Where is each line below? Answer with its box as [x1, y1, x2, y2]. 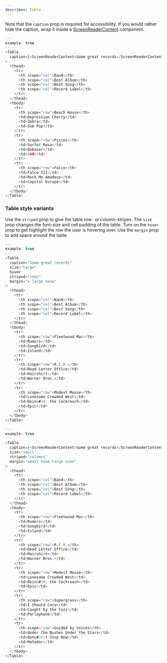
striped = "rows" [9, 274, 41, 279]
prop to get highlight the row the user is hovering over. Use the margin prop [5, 227, 159, 233]
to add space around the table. [5, 232, 68, 238]
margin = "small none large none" [9, 459, 77, 464]
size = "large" [9, 265, 37, 270]
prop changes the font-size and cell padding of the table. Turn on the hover [5, 221, 159, 227]
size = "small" [9, 450, 37, 455]
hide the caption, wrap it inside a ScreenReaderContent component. [5, 26, 145, 32]
